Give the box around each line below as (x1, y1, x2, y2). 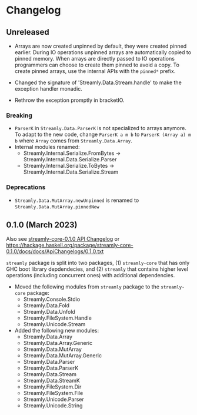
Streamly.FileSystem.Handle (23, 314, 92, 321)
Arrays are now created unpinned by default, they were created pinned (14, 42, 187, 49)
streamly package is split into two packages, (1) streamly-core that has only (6, 260, 190, 267)
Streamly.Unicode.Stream (23, 321, 86, 328)
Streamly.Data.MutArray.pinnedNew (14, 204, 99, 210)
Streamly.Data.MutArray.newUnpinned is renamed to (14, 197, 139, 204)
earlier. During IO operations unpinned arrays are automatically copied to (14, 49, 192, 56)
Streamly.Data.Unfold (23, 308, 75, 316)
